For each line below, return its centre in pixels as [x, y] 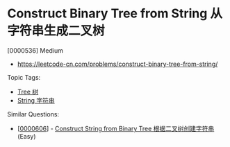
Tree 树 [28, 92]
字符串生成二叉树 [56, 31]
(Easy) [26, 136]
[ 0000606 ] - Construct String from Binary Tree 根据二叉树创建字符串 [116, 128]
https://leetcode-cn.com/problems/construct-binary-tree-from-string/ [117, 64]
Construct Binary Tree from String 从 [115, 14]
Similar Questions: [33, 114]
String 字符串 [36, 100]
